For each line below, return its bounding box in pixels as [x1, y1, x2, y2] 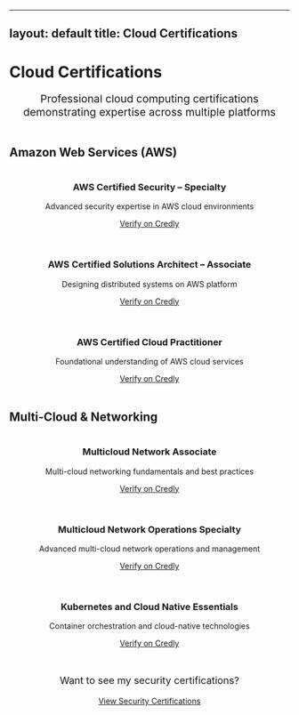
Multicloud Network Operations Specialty [57, 523, 242, 535]
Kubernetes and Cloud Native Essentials [61, 601, 238, 614]
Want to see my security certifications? [59, 674, 240, 687]
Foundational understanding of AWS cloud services [55, 357, 244, 367]
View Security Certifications [98, 695, 201, 706]
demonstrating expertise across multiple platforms [23, 104, 276, 119]
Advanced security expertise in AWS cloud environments [44, 201, 255, 212]
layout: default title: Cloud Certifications [9, 26, 238, 41]
